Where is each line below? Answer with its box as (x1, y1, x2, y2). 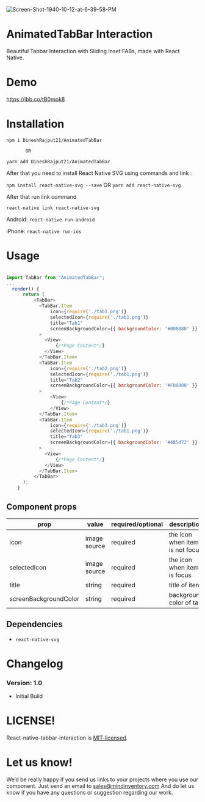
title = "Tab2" (49, 377, 84, 383)
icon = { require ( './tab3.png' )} (49, 422, 127, 428)
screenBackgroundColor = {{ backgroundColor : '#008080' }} (49, 325, 198, 332)
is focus (168, 571, 192, 579)
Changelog (6, 656, 63, 670)
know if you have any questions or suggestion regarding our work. (6, 789, 173, 796)
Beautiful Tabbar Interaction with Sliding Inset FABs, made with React (6, 47, 180, 54)
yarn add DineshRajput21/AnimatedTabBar (6, 158, 111, 165)
